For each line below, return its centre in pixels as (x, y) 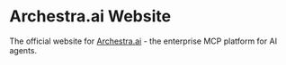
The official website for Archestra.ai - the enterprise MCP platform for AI (143, 41)
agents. (23, 50)
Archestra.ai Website (90, 16)
